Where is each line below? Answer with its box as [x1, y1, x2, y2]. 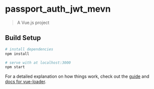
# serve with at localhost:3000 [5, 60, 71, 65]
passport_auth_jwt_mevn [5, 3, 111, 15]
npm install [5, 51, 29, 56]
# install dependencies [5, 46, 54, 52]
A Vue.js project [17, 20, 50, 25]
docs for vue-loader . [5, 79, 46, 85]
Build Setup [5, 34, 41, 42]
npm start [5, 65, 25, 69]
